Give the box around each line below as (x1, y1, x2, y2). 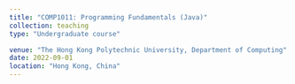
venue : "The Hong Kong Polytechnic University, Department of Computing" (9, 45, 288, 54)
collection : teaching (9, 21, 89, 30)
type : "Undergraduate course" (9, 29, 121, 38)
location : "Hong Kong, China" (9, 62, 121, 71)
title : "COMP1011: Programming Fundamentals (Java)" (9, 12, 208, 22)
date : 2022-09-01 (9, 54, 74, 63)
